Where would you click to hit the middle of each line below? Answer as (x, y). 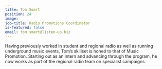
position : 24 (18, 14)
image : (12, 18)
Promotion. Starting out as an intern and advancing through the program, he (81, 56)
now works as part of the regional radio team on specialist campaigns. (75, 61)
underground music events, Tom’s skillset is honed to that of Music (72, 51)
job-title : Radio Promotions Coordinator (48, 23)
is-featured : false (25, 28)
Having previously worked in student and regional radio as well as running (79, 46)
